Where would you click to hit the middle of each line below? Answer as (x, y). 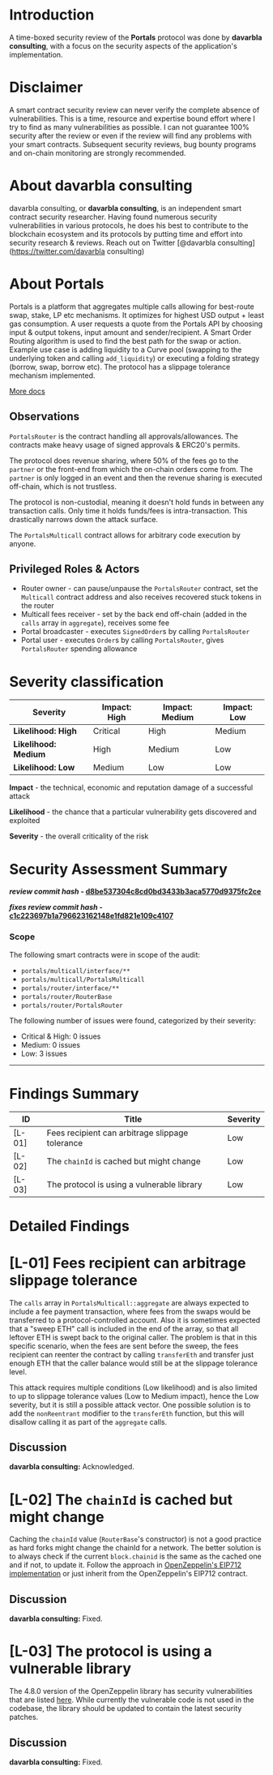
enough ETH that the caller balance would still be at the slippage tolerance (134, 1363)
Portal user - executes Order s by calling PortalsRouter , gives (122, 640)
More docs (27, 391)
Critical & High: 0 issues (61, 1036)
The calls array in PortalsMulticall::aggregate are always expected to (129, 1302)
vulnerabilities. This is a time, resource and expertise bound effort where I (132, 118)
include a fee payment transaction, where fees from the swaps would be (130, 1311)
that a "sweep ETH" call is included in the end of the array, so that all (124, 1328)
